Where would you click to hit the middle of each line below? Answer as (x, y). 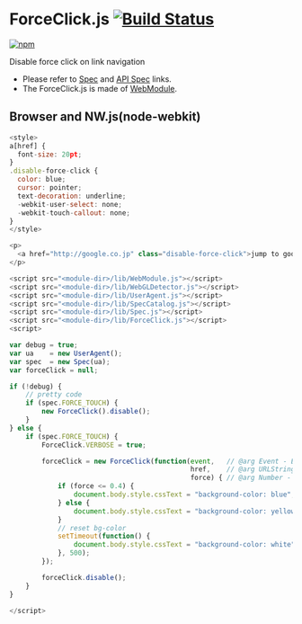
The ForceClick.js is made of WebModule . (100, 88)
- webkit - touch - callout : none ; (74, 213)
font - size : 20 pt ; (50, 154)
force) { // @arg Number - (241, 478)
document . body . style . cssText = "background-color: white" (184, 545)
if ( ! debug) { (36, 387)
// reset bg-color (92, 528)
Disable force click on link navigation (77, 61)
